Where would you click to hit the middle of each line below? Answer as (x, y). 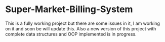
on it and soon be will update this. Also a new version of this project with (81, 28)
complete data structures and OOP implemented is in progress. (71, 34)
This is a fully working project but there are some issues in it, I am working (83, 23)
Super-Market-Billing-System (69, 9)
